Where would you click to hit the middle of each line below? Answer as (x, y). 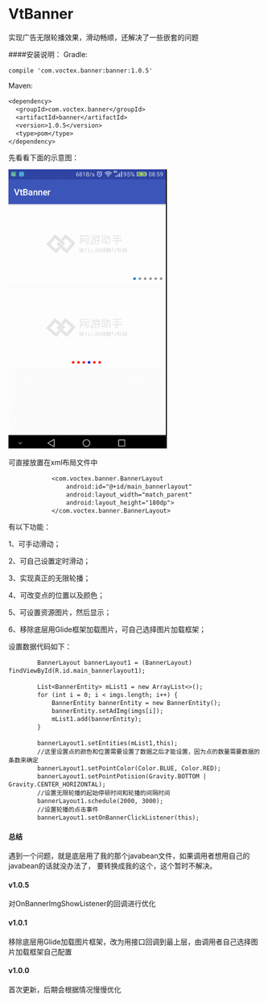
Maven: (21, 85)
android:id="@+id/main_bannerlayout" (129, 487)
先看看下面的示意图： (43, 157)
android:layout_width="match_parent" (129, 495)
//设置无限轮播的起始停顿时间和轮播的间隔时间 (104, 793)
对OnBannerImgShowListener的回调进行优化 (82, 904)
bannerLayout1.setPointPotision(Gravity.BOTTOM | (122, 776)
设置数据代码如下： (40, 646)
